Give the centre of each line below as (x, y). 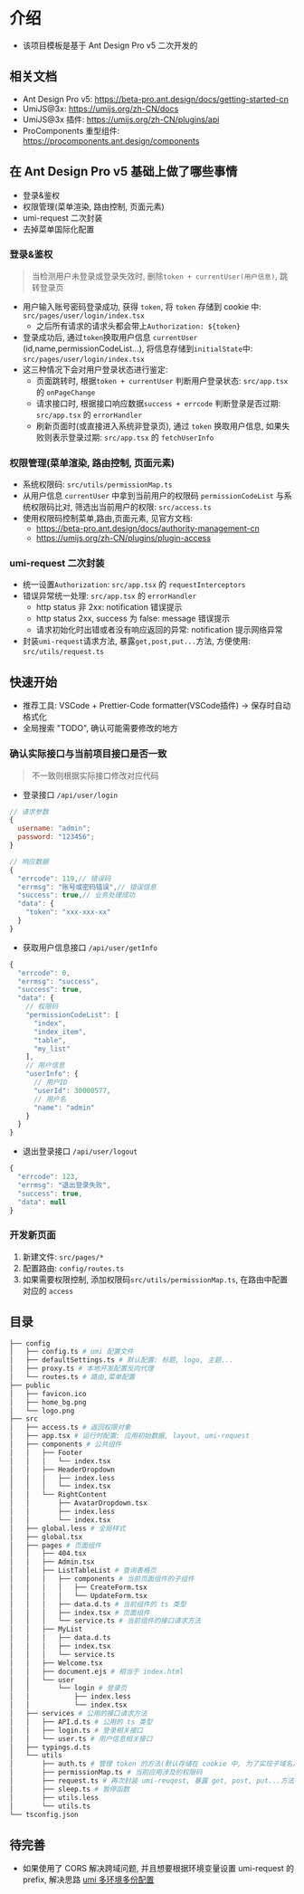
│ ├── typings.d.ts (50, 1747)
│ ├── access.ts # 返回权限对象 (70, 1428)
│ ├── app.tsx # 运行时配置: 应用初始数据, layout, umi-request (130, 1436)
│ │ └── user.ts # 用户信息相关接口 (81, 1738)
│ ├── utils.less (54, 1797)
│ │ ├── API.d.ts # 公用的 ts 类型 (81, 1722)
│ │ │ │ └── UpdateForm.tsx (78, 1595)
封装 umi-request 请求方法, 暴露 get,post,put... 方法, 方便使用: (136, 641)
